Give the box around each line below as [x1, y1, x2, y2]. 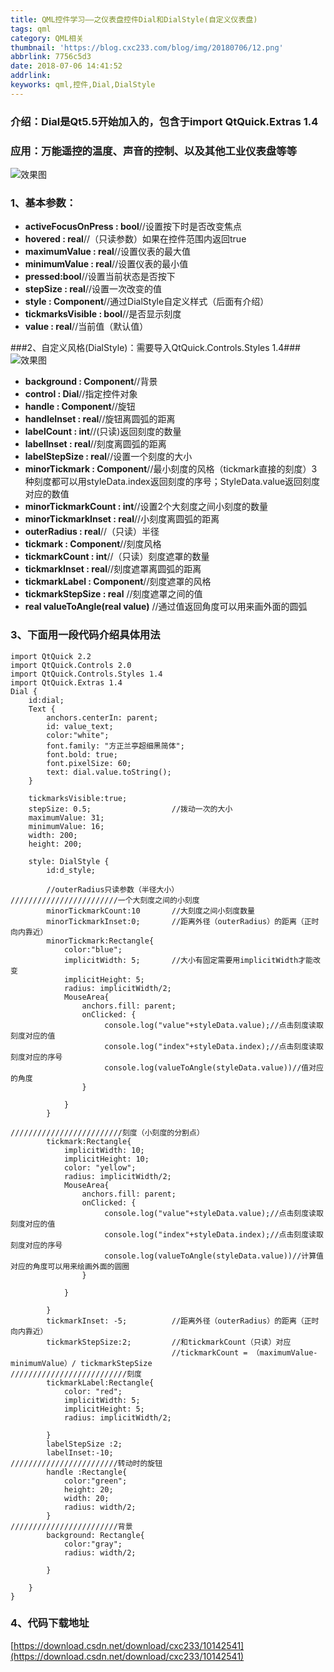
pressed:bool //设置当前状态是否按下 [24, 271, 176, 283]
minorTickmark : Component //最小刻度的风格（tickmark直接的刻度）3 [24, 463, 318, 475]
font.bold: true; [46, 749, 118, 760]
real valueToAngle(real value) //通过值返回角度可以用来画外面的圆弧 [24, 601, 308, 613]
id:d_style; [46, 865, 97, 875]
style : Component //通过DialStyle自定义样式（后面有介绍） [24, 296, 270, 308]
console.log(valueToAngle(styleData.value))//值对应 [104, 1062, 325, 1073]
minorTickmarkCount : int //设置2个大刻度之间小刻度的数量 [24, 501, 269, 513]
